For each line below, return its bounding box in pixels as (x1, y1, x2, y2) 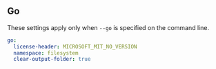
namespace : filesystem (13, 49, 79, 57)
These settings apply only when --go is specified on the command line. (7, 23, 209, 31)
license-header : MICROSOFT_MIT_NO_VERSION (13, 43, 137, 50)
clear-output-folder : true (13, 56, 91, 63)
